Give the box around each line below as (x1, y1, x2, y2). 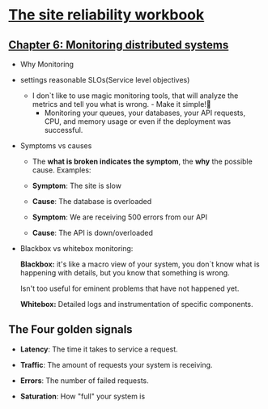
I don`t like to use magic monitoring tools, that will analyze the (32, 91, 239, 100)
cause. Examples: (32, 165, 91, 175)
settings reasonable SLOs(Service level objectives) (19, 75, 190, 84)
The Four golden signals (8, 322, 133, 337)
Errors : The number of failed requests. (19, 375, 149, 386)
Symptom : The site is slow (32, 181, 121, 190)
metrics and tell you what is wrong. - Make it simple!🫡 (32, 100, 212, 109)
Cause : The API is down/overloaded (32, 228, 154, 237)
